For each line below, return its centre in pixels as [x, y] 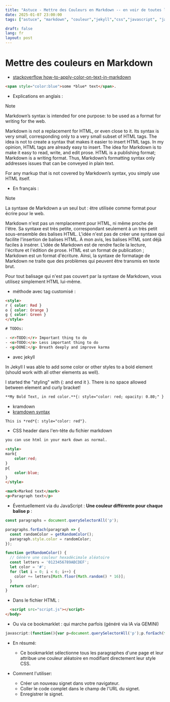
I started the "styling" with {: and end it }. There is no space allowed [76, 382]
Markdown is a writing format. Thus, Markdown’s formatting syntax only [80, 158]
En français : [26, 188]
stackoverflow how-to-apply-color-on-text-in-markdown [72, 77]
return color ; [25, 586]
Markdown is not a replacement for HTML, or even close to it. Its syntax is [82, 131]
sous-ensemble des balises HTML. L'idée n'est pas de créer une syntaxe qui [85, 234]
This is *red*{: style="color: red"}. [46, 421]
